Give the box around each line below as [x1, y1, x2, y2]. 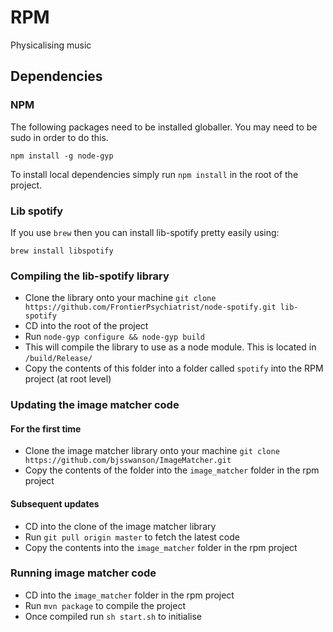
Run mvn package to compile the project [24, 599, 186, 611]
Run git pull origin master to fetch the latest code [24, 531, 240, 543]
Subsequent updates [10, 497, 100, 510]
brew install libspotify [10, 246, 114, 256]
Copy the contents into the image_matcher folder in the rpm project [24, 541, 298, 553]
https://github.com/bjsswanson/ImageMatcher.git [24, 456, 232, 466]
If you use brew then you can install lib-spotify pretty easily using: [10, 226, 280, 238]
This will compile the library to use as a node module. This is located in [24, 341, 317, 353]
